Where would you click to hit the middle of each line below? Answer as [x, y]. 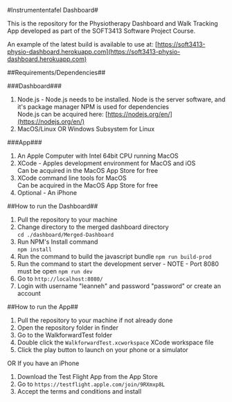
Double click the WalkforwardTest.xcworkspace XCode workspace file [115, 342]
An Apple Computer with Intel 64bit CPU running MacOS [98, 156]
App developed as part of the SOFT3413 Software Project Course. [101, 31]
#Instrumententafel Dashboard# [53, 10]
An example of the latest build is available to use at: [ [82, 44]
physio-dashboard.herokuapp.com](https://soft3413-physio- [94, 52]
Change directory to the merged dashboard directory [93, 227]
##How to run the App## [43, 307]
